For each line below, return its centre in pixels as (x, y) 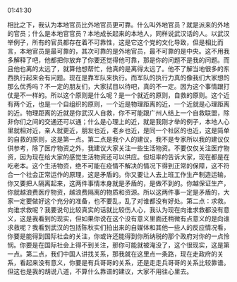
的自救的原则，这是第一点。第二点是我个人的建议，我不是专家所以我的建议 (115, 139)
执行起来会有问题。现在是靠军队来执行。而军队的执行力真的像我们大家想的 (121, 78)
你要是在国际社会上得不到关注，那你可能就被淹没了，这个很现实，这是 (121, 245)
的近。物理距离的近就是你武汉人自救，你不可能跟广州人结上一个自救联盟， (115, 113)
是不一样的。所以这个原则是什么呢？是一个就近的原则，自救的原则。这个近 (121, 95)
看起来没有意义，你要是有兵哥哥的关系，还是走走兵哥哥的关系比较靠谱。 (124, 263)
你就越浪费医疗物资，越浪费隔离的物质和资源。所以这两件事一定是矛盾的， (115, 192)
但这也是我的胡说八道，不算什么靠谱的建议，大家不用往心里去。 (100, 271)
